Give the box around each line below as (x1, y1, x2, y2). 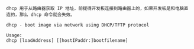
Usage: (6, 32, 22, 38)
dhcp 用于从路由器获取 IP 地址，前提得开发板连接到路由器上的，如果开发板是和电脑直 (6, 5, 189, 11)
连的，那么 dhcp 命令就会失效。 (6, 12, 75, 18)
